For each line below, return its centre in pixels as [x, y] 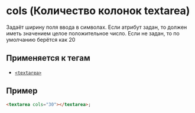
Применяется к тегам [48, 58]
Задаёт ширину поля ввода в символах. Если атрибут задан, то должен [97, 27]
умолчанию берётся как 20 [41, 39]
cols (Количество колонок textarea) [98, 11]
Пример [22, 91]
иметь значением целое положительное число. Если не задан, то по [93, 33]
